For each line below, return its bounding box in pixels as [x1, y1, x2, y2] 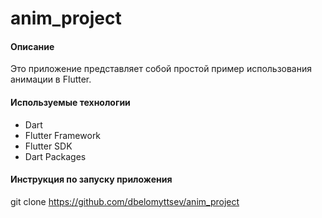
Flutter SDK [24, 140, 73, 152]
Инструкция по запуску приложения [10, 173, 173, 186]
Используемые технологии [10, 96, 131, 108]
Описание [10, 40, 55, 52]
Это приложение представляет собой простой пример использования [10, 63, 313, 75]
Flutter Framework [24, 129, 102, 141]
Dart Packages [24, 150, 87, 162]
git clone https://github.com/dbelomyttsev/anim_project [10, 195, 240, 207]
